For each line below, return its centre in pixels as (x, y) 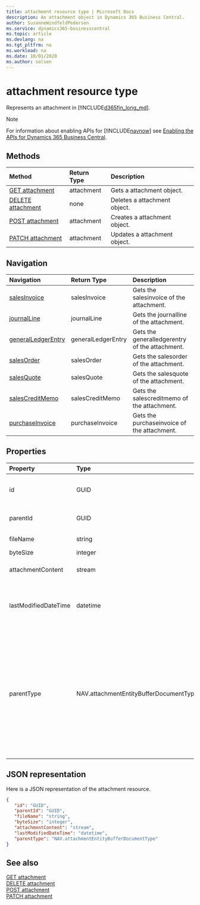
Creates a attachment (141, 217)
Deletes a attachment (140, 200)
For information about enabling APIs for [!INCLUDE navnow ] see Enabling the (100, 131)
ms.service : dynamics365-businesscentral (58, 28)
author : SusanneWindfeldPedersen (48, 23)
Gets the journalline (160, 315)
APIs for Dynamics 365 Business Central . (57, 137)
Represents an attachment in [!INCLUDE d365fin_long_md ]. (78, 108)
